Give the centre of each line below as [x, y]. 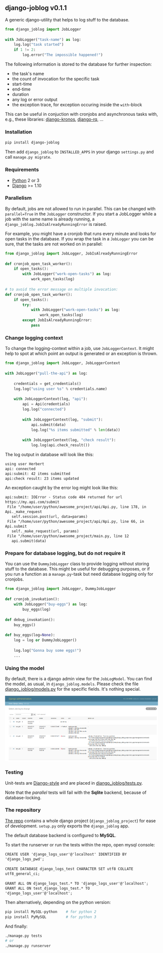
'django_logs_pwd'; [25, 859]
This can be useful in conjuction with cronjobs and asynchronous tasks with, [81, 114]
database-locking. [23, 797]
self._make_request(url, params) [45, 531]
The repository [23, 810]
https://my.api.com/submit [32, 502]
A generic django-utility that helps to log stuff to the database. [67, 19]
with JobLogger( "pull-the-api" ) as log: [47, 373]
